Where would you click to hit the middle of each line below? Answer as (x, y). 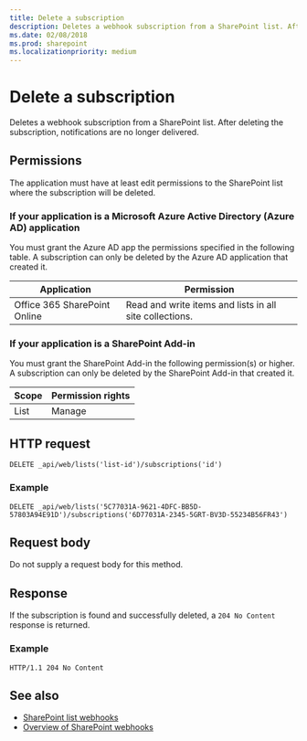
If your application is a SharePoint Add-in (103, 344)
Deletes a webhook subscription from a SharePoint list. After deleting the (147, 122)
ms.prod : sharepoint (49, 43)
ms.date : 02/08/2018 (49, 35)
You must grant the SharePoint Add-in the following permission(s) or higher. (152, 364)
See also (34, 695)
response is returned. (50, 625)
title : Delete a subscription (67, 18)
